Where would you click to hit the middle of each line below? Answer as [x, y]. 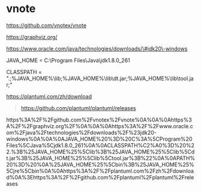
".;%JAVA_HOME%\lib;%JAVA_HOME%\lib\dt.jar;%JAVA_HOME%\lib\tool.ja [100, 78]
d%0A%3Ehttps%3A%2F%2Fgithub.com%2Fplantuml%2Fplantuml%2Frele [100, 177]
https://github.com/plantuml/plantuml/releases [78, 108]
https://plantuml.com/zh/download [49, 96]
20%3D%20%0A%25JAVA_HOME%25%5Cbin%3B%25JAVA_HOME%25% [100, 164]
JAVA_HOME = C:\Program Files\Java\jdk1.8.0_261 [68, 60]
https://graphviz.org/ [32, 37]
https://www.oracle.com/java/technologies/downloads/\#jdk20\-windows [97, 48]
